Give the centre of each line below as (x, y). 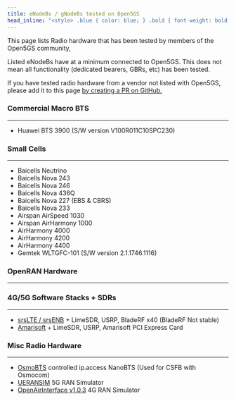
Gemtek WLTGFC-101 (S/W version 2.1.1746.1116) (87, 253)
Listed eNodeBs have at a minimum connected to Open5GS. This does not (115, 61)
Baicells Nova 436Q (46, 193)
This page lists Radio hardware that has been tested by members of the (111, 40)
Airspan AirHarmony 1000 (55, 223)
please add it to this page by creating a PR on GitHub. (85, 90)
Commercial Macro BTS (48, 109)
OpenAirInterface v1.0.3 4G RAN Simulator (79, 390)
